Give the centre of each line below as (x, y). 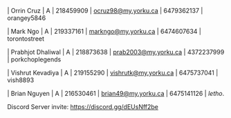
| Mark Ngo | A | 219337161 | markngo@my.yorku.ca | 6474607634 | (104, 31)
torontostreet (26, 39)
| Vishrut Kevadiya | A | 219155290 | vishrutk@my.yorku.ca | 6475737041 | (113, 73)
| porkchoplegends (34, 59)
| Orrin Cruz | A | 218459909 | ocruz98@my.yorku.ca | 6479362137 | (105, 11)
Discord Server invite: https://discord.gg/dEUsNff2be (83, 107)
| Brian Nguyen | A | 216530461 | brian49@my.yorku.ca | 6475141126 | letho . (116, 94)
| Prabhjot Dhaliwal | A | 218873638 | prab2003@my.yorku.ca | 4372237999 (116, 52)
